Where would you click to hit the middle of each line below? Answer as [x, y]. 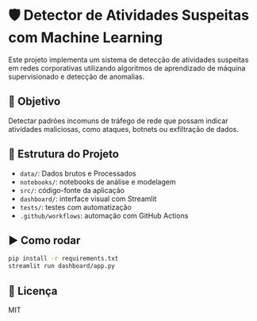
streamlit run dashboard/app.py [61, 266]
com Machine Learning [86, 38]
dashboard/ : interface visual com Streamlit [88, 199]
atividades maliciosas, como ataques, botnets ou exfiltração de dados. [124, 129]
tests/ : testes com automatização [76, 207]
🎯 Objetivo [35, 101]
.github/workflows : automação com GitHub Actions [104, 215]
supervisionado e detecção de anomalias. [77, 76]
